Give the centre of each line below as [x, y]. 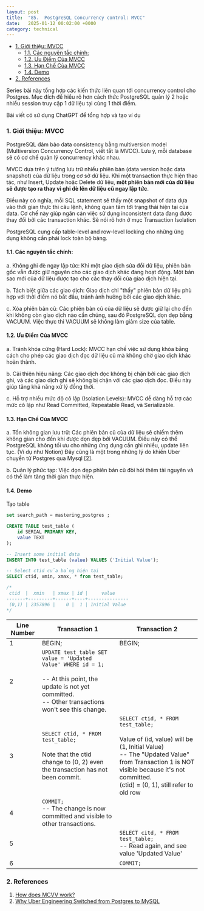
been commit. [61, 777]
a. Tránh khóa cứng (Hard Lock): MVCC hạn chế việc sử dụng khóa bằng [97, 349]
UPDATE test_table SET [74, 652]
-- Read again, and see [153, 846]
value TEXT [31, 537]
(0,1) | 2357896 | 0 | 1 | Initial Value [67, 604]
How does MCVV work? [45, 895]
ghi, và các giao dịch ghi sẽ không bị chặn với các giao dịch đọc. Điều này [99, 380]
